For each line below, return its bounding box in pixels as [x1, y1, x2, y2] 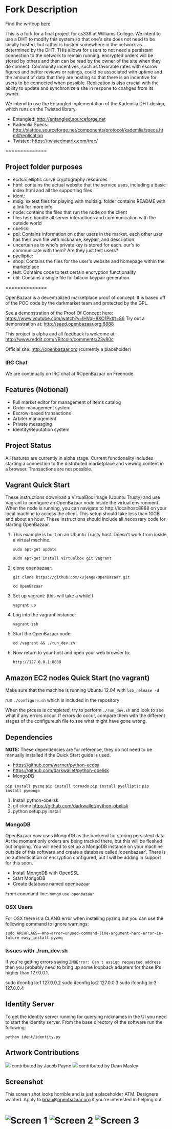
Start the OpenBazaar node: [12, 631, 72, 637]
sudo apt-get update [12, 547, 57, 552]
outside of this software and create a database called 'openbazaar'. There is [5, 849, 166, 855]
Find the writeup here [5, 21, 51, 27]
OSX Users [5, 904, 33, 911]
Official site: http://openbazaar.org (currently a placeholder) [5, 346, 132, 352]
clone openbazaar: [12, 565, 53, 571]
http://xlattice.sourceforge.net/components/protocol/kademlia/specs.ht [12, 127, 164, 133]
